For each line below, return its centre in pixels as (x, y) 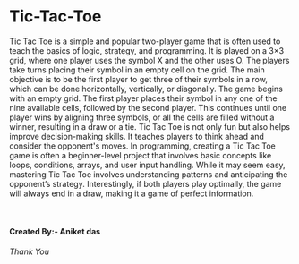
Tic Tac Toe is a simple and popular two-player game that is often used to (145, 41)
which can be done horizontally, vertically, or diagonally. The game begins (146, 89)
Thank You (29, 251)
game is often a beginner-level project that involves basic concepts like (141, 155)
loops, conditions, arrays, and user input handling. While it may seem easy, (147, 165)
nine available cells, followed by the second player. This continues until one (148, 107)
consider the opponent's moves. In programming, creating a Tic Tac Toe (142, 146)
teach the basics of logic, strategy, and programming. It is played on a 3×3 (147, 50)
